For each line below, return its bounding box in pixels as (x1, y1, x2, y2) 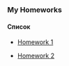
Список (7, 22, 31, 31)
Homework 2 (17, 51, 55, 60)
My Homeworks (7, 5, 63, 15)
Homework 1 (17, 38, 54, 46)
